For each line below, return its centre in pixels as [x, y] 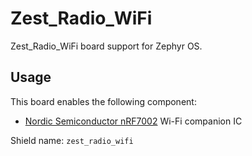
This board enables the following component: [103, 101]
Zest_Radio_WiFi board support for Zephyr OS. [106, 46]
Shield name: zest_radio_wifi [72, 140]
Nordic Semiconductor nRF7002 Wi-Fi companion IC [133, 121]
